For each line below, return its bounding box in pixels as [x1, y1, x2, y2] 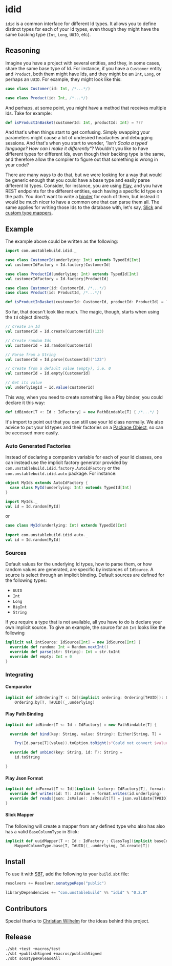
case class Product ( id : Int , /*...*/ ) [5, 95, 88, 100]
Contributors [5, 904, 48, 913]
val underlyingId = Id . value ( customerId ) [5, 385, 95, 390]
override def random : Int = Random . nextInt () [10, 644, 109, 650]
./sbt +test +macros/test [5, 946, 60, 951]
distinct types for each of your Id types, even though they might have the [5, 26, 160, 32]
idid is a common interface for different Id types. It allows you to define [5, 20, 157, 27]
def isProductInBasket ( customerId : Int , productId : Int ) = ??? [5, 120, 143, 125]
